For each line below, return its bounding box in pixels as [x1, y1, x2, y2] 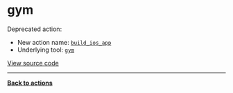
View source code [7, 59, 59, 67]
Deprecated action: [7, 25, 62, 33]
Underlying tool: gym [17, 45, 75, 54]
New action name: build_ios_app [17, 38, 112, 46]
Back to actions [7, 79, 53, 87]
